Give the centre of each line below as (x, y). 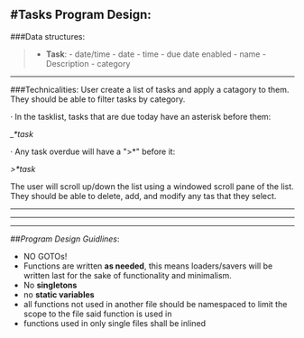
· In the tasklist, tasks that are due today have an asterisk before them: (141, 116)
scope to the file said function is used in (97, 314)
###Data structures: (48, 36)
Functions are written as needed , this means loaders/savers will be (148, 266)
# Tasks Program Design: (81, 15)
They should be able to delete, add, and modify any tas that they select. (143, 196)
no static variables (59, 294)
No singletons (50, 285)
